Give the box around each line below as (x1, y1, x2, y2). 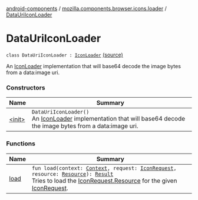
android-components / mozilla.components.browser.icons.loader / (6, 5, 167, 12)
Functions (6, 139, 35, 148)
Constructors (6, 84, 45, 92)
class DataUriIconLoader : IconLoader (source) (6, 51, 123, 58)
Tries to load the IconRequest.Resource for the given (31, 176, 177, 185)
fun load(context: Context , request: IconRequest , (31, 165, 177, 171)
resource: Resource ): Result (31, 171, 114, 177)
